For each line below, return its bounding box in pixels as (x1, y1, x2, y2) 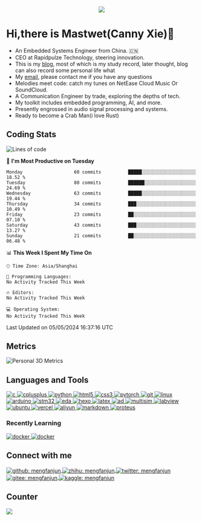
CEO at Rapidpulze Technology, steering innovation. (15, 53, 145, 61)
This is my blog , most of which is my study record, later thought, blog (15, 60, 189, 67)
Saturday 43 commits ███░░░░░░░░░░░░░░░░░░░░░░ (6, 222, 197, 228)
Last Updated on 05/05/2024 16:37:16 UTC (6, 323, 113, 331)
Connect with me (6, 450, 73, 460)
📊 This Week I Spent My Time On (6, 249, 92, 256)
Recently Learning (6, 419, 62, 428)
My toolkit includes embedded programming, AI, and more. (15, 99, 162, 106)
